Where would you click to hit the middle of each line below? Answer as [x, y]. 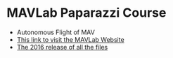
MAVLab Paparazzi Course [86, 13]
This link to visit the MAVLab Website [70, 39]
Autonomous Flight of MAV [56, 32]
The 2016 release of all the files [62, 47]
